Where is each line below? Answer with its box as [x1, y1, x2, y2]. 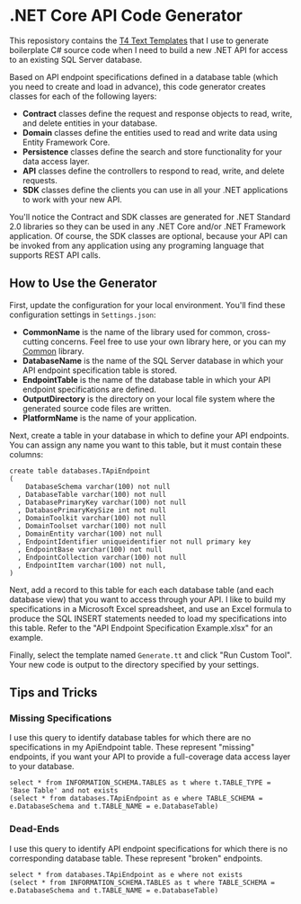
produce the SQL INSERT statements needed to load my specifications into [9, 613, 288, 624]
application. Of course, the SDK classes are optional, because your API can [9, 230, 288, 241]
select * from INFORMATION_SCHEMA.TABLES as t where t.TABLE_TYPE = [9, 778, 271, 787]
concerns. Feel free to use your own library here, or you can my [50, 336, 287, 347]
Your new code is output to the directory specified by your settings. [9, 659, 260, 669]
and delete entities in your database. [22, 118, 158, 129]
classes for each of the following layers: [9, 91, 157, 102]
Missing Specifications [9, 712, 112, 724]
